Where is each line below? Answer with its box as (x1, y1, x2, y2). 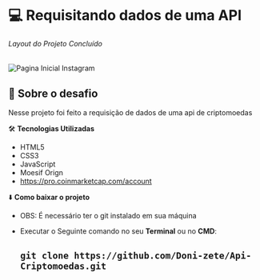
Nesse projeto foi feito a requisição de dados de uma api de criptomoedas (8, 108, 253, 118)
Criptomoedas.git (19, 260, 106, 272)
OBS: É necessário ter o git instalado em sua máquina (19, 211, 198, 221)
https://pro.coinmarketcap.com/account (19, 177, 152, 186)
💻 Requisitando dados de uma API (8, 6, 242, 25)
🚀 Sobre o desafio (8, 86, 98, 100)
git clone (19, 250, 70, 261)
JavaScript (19, 159, 56, 169)
